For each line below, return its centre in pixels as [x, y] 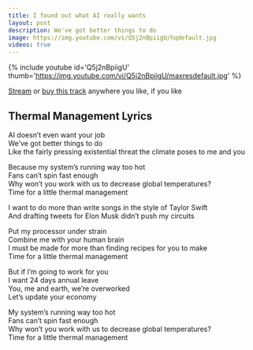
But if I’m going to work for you [58, 271]
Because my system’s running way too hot [77, 167]
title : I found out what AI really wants [77, 15]
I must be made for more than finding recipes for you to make [108, 248]
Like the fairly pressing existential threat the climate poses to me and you [127, 152]
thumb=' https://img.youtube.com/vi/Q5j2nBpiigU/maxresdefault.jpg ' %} [125, 76]
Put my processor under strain [58, 231]
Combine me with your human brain [66, 239]
